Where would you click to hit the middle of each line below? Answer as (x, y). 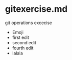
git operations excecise (29, 23)
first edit (21, 37)
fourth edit (23, 48)
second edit (24, 42)
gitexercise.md (36, 9)
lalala (17, 53)
